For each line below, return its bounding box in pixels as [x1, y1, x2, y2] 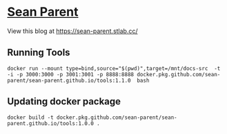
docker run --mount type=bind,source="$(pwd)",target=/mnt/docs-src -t [7, 65, 221, 72]
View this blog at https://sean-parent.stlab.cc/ [7, 27, 138, 35]
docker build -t [7, 114, 54, 121]
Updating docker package [7, 96, 121, 107]
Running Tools [7, 47, 70, 58]
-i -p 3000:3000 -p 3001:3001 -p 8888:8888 [7, 71, 135, 78]
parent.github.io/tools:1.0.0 [7, 120, 95, 127]
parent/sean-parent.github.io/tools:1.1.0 [7, 77, 131, 84]
